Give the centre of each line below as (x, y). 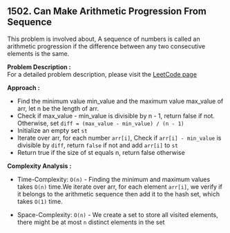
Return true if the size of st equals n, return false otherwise (101, 152)
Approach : (23, 87)
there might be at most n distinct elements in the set (91, 222)
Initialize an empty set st (52, 130)
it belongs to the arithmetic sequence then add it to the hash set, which (118, 194)
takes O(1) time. (40, 201)
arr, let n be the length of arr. (58, 108)
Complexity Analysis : (39, 166)
